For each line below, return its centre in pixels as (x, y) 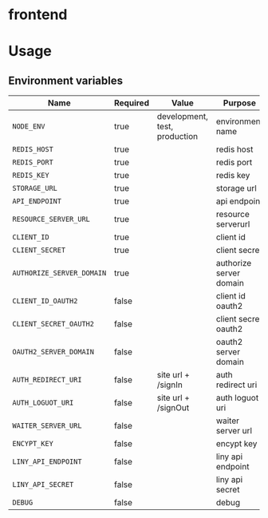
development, (183, 117)
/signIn (170, 385)
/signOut (173, 408)
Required (132, 103)
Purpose (240, 103)
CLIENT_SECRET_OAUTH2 (53, 324)
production (177, 136)
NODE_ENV (29, 127)
